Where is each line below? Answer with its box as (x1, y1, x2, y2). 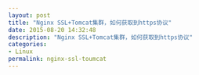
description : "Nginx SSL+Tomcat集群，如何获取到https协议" (8, 33, 194, 41)
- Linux (8, 48, 34, 55)
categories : (8, 41, 47, 48)
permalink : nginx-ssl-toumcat (8, 55, 107, 63)
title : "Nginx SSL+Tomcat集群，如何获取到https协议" (8, 19, 172, 27)
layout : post (8, 11, 51, 20)
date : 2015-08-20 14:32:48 (8, 26, 96, 34)
